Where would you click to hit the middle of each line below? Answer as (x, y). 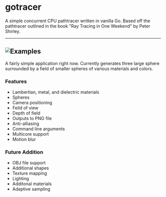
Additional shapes (31, 168)
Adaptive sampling (31, 189)
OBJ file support (29, 163)
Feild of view (25, 108)
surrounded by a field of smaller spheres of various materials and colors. (79, 69)
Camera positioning (32, 103)
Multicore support (31, 134)
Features (16, 81)
